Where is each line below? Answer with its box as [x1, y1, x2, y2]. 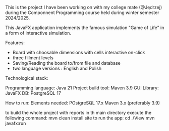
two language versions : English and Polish [12, 65, 102, 71]
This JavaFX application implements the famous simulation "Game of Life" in [5, 25, 164, 31]
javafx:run [5, 120, 26, 126]
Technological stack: [5, 75, 48, 81]
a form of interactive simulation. [5, 30, 72, 36]
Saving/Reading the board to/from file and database [12, 60, 121, 66]
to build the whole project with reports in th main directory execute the [5, 110, 152, 115]
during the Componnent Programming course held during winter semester [5, 10, 159, 16]
